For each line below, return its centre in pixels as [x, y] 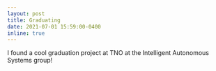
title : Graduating [34, 20]
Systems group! [30, 61]
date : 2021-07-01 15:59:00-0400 [54, 26]
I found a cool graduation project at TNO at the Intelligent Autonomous [108, 53]
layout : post [26, 14]
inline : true [26, 33]
